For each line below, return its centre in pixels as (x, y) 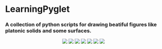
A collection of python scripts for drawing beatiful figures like (81, 25)
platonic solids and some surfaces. (48, 31)
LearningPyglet (38, 9)
